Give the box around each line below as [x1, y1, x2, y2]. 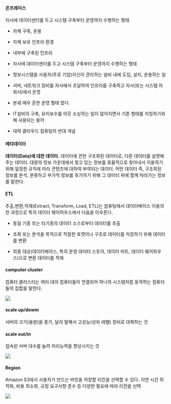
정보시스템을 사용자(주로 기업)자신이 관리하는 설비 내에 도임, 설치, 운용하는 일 [12, 72, 166, 78]
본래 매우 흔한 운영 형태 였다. [12, 100, 70, 106]
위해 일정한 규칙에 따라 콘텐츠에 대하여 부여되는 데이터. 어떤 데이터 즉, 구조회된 [5, 166, 162, 172]
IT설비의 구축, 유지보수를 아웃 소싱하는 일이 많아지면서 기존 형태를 [12, 111, 144, 117]
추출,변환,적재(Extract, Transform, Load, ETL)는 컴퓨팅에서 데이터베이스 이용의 [5, 203, 164, 209]
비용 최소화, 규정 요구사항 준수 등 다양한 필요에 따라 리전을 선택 [16, 383, 141, 389]
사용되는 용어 [18, 117, 44, 123]
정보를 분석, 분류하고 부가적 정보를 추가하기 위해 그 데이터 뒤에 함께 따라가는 [5, 172, 157, 178]
